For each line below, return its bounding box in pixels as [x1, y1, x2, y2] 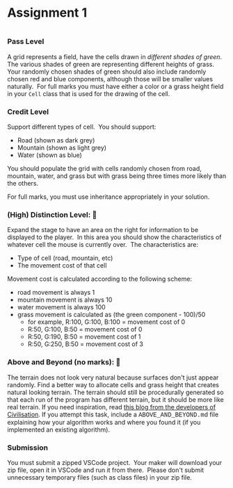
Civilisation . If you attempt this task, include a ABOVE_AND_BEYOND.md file [7, 410, 219, 418]
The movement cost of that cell [17, 261, 107, 270]
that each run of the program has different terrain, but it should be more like [7, 395, 224, 404]
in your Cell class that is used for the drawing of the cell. [7, 89, 170, 98]
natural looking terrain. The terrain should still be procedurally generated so [7, 388, 224, 396]
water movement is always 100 [17, 303, 106, 311]
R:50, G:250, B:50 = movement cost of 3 [27, 340, 144, 348]
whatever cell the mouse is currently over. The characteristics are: [7, 241, 199, 249]
